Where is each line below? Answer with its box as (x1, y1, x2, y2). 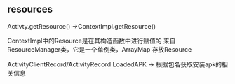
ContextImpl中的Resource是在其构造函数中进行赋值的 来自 (7, 36, 176, 45)
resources (7, 3, 53, 15)
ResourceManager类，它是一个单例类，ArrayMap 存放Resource (7, 45, 192, 53)
